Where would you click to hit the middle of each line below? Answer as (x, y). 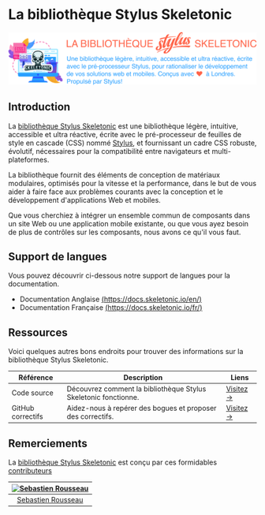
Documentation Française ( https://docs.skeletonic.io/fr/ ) (111, 308)
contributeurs (30, 471)
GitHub (23, 409)
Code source (32, 393)
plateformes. (29, 159)
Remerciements (48, 444)
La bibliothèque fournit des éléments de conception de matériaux (114, 174)
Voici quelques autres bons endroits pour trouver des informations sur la (126, 352)
